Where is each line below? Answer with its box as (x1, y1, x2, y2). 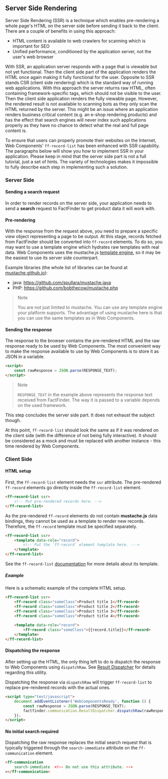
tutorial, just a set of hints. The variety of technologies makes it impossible (5, 158, 158, 165)
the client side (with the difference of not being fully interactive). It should (5, 432, 156, 438)
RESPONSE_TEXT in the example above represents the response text (17, 391, 152, 397)
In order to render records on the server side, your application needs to (5, 200, 152, 206)
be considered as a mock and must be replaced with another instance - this (5, 437, 161, 443)
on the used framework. (17, 402, 67, 408)
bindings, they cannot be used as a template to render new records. (5, 518, 145, 524)
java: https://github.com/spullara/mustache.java (12, 280, 111, 286)
